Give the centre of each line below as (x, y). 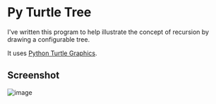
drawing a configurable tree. (49, 39)
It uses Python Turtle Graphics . (52, 53)
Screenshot (34, 75)
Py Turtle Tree (49, 12)
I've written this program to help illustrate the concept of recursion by (108, 32)
